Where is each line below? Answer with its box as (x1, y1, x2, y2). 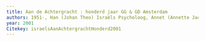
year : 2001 (6, 20, 34, 26)
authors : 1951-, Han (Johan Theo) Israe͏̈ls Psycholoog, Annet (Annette (6, 14, 190, 20)
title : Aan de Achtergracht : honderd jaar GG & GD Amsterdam (6, 8, 168, 15)
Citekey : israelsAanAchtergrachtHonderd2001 (6, 25, 121, 32)
